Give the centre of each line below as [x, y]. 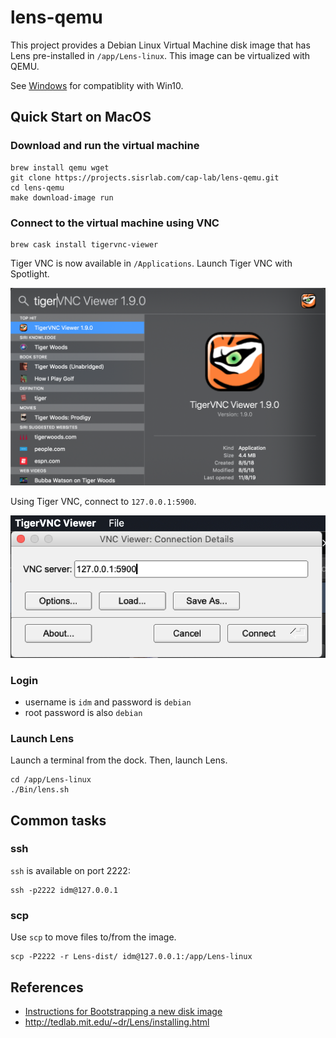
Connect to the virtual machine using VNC [115, 223]
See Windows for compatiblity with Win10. [97, 85]
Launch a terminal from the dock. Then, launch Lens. [119, 760]
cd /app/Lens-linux [51, 780]
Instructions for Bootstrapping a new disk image [123, 1011]
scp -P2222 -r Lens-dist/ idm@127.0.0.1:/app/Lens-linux [131, 957]
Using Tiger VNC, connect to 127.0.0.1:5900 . [103, 501]
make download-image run [62, 197]
